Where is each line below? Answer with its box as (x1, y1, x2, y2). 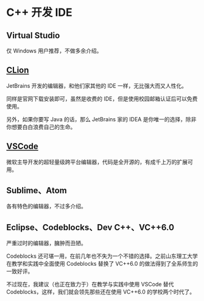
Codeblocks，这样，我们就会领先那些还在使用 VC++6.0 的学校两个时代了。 (6, 288, 195, 296)
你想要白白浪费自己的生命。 (6, 123, 76, 130)
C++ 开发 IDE (6, 5, 73, 19)
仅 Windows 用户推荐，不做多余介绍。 (6, 47, 102, 54)
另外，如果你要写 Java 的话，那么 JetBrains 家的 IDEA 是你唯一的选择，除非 (6, 115, 197, 122)
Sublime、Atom (6, 185, 67, 196)
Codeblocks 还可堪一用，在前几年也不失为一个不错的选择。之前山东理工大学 (6, 252, 198, 260)
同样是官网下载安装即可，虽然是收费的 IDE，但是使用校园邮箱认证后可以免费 (6, 95, 198, 102)
